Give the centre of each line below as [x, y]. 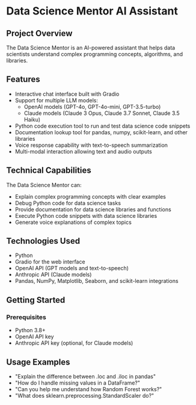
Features [23, 79]
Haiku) [32, 119]
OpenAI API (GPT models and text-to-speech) [72, 268]
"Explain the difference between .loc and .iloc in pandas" [85, 376]
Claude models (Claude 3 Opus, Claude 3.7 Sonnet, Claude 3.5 [102, 113]
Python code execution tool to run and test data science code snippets [103, 126]
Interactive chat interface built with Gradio [67, 94]
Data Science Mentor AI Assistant [92, 11]
